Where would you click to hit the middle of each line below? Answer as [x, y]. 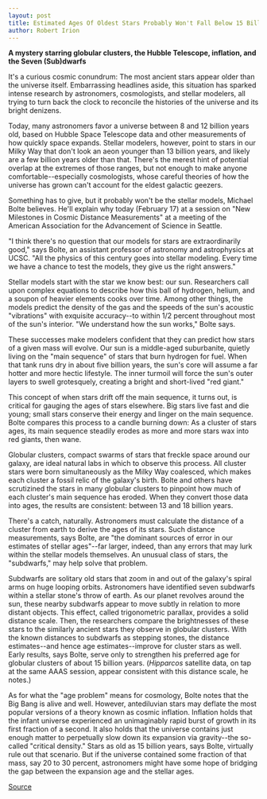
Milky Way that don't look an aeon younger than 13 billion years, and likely [129, 151]
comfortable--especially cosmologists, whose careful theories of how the [129, 176]
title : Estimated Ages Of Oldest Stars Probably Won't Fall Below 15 [126, 23]
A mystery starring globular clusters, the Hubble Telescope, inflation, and [132, 53]
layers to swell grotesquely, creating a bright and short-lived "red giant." [126, 382]
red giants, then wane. [45, 440]
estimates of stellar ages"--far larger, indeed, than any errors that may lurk [130, 546]
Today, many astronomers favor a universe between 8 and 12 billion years [129, 126]
